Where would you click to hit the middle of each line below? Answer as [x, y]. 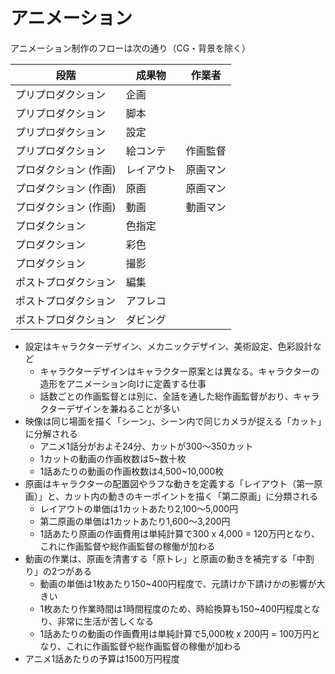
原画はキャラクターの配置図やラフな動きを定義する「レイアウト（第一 [169, 483]
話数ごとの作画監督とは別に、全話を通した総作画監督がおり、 [166, 396]
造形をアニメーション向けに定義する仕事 [123, 383]
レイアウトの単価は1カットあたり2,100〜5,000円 [139, 508]
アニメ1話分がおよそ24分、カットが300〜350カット [146, 446]
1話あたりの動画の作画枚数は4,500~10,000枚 [132, 471]
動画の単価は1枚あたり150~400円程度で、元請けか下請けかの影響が [178, 583]
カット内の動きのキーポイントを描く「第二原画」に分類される [191, 496]
